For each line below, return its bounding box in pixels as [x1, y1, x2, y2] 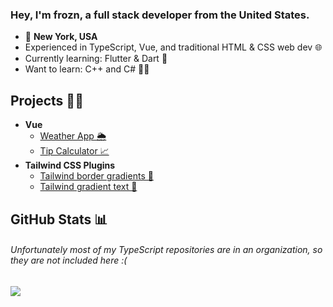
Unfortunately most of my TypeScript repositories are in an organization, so [10, 244, 323, 256]
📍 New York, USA [24, 31, 98, 43]
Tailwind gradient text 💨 [39, 181, 138, 193]
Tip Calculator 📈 [39, 145, 110, 157]
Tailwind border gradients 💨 [39, 170, 154, 182]
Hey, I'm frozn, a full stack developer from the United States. [10, 8, 310, 22]
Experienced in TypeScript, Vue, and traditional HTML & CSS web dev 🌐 [24, 41, 323, 53]
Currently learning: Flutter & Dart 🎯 [24, 53, 168, 65]
